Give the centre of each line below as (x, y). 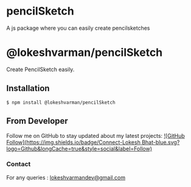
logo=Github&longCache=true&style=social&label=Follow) (79, 148)
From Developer (37, 121)
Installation (28, 88)
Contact (19, 164)
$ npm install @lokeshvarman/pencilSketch (61, 102)
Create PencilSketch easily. (40, 69)
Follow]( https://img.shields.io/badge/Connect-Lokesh (74, 142)
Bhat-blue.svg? (161, 142)
